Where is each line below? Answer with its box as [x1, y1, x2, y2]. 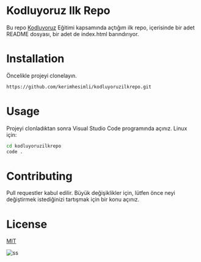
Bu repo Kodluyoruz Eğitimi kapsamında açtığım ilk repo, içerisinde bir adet [6, 24, 195, 31]
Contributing [6, 169, 73, 183]
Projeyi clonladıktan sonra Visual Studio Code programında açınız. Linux [6, 125, 188, 132]
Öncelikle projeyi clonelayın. [6, 71, 78, 79]
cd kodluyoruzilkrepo [6, 143, 62, 149]
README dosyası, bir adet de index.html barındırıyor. [6, 30, 139, 37]
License [6, 217, 48, 231]
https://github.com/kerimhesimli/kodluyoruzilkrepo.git [6, 84, 152, 90]
